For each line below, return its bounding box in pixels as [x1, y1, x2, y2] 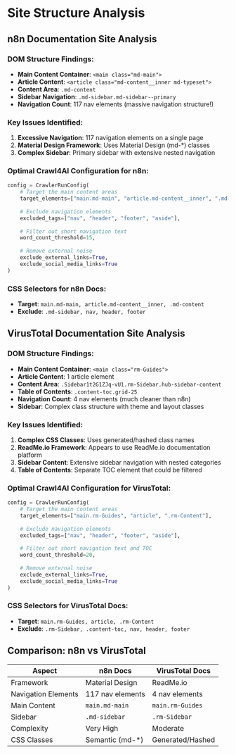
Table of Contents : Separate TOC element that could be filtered [17, 466, 202, 474]
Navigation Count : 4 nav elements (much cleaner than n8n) [17, 394, 191, 403]
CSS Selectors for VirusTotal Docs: [7, 601, 129, 610]
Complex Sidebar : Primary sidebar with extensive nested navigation [17, 149, 216, 157]
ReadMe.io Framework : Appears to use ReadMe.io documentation [17, 444, 211, 451]
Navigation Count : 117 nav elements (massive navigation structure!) [17, 100, 214, 108]
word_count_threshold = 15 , [20, 234, 96, 241]
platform [17, 451, 42, 459]
